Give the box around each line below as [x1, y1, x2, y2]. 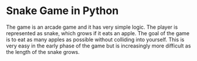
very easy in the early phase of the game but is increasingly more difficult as [6, 42, 191, 49]
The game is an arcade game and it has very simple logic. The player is [6, 23, 178, 30]
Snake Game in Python [6, 4, 119, 18]
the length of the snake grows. [6, 48, 80, 55]
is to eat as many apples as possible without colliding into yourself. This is [6, 36, 185, 43]
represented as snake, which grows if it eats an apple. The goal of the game [6, 29, 190, 36]
